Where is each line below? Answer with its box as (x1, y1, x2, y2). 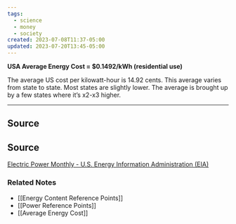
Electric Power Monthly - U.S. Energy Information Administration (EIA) (7, 160, 209, 169)
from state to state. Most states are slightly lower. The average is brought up (7, 84, 228, 91)
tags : (7, 10, 23, 18)
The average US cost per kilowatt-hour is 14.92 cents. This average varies (7, 76, 222, 84)
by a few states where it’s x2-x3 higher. (7, 91, 122, 99)
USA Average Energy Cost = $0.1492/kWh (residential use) (7, 62, 183, 70)
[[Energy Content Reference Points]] (17, 194, 124, 202)
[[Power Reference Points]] (17, 201, 97, 209)
